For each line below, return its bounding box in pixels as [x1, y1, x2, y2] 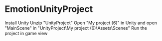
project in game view [4, 30, 48, 36]
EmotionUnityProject [4, 3, 93, 15]
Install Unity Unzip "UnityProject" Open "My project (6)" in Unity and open [4, 20, 158, 26]
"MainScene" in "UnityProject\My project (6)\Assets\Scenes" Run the [4, 25, 148, 31]
